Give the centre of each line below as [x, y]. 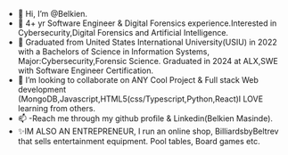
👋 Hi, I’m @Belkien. [52, 14]
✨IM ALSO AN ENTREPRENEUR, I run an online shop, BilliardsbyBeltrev [148, 131]
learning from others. [57, 108]
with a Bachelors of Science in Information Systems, [114, 52]
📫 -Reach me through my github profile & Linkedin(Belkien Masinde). [145, 118]
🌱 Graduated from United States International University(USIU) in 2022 [148, 42]
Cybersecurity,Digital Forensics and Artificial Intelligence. [123, 33]
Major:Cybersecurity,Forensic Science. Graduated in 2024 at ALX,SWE [148, 61]
